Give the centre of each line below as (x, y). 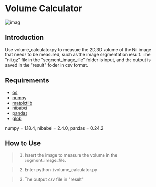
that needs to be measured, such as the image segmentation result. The (78, 54)
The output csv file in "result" (54, 179)
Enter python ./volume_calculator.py (61, 170)
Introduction (25, 38)
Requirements (27, 81)
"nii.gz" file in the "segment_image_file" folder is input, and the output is (78, 60)
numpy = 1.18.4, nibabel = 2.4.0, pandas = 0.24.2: (55, 128)
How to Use (23, 143)
